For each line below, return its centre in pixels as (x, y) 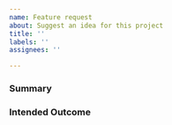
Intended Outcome (50, 112)
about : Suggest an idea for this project (86, 26)
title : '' (27, 33)
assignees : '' (35, 50)
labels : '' (29, 42)
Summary (31, 89)
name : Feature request (51, 17)
